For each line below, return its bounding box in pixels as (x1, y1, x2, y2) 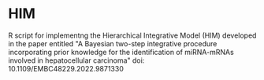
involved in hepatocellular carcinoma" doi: (8, 56, 145, 65)
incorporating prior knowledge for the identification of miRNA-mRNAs (8, 47, 234, 56)
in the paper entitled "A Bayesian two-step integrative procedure (8, 38, 218, 48)
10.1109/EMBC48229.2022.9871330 (8, 64, 125, 73)
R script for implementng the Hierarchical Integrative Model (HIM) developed (8, 31, 257, 40)
